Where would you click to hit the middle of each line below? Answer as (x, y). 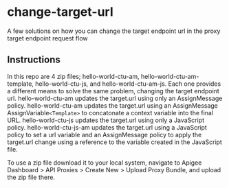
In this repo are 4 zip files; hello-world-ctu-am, (73, 76)
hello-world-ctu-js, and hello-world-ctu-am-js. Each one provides (128, 84)
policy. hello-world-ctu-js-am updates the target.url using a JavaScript (107, 127)
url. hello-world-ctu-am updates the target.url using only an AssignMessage (115, 98)
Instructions (34, 60)
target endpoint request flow (47, 38)
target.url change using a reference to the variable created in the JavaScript (115, 142)
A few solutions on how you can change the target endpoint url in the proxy (114, 31)
